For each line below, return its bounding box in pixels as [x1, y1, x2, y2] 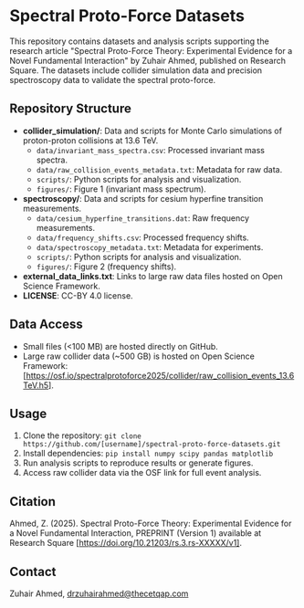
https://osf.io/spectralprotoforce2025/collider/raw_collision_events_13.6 [26, 370, 295, 381]
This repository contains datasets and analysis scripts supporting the [9, 36, 269, 47]
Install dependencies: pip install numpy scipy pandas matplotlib [22, 448, 274, 459]
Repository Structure [9, 101, 132, 117]
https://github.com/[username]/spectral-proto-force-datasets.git [22, 440, 281, 449]
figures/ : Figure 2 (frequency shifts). [36, 261, 177, 272]
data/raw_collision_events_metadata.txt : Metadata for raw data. [36, 163, 283, 174]
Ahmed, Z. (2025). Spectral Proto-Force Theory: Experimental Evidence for [9, 518, 292, 529]
